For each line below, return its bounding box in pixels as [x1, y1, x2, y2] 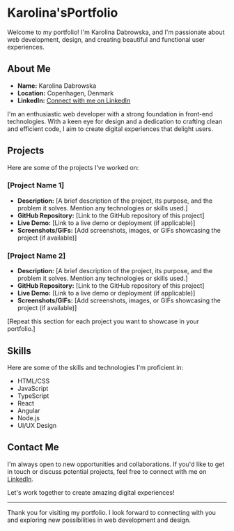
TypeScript [17, 392, 49, 400]
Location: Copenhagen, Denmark [17, 88, 114, 97]
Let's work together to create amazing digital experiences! [7, 488, 175, 496]
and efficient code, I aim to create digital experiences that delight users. [7, 124, 214, 133]
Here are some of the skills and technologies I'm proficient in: [7, 363, 184, 371]
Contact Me [7, 441, 59, 454]
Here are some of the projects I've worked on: [7, 163, 139, 171]
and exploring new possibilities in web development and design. [7, 516, 192, 524]
